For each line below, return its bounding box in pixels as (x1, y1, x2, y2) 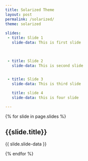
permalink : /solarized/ (5, 17, 55, 22)
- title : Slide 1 (7, 36, 43, 41)
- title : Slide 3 (7, 77, 43, 82)
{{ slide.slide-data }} (5, 141, 47, 147)
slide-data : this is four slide (11, 95, 79, 100)
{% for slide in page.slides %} (5, 113, 66, 119)
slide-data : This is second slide (11, 63, 84, 68)
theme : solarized (5, 21, 41, 27)
